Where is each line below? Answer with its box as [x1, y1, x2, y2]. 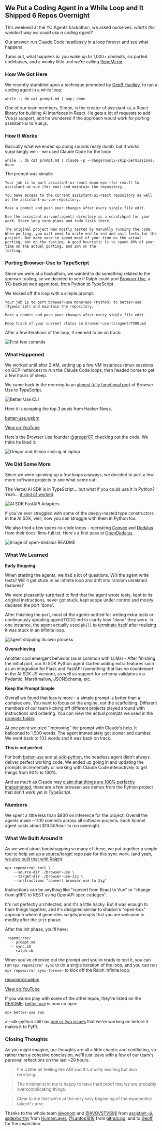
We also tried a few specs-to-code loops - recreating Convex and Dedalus [5, 525, 154, 531]
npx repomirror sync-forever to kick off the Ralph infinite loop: [5, 967, 131, 973]
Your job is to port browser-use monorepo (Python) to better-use [5, 300, 142, 305]
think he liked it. [5, 439, 37, 445]
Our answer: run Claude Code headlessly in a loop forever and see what [5, 39, 149, 45]
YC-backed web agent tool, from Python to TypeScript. [5, 281, 115, 287]
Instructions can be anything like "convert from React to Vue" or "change [5, 887, 151, 893]
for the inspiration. [5, 1121, 42, 1127]
